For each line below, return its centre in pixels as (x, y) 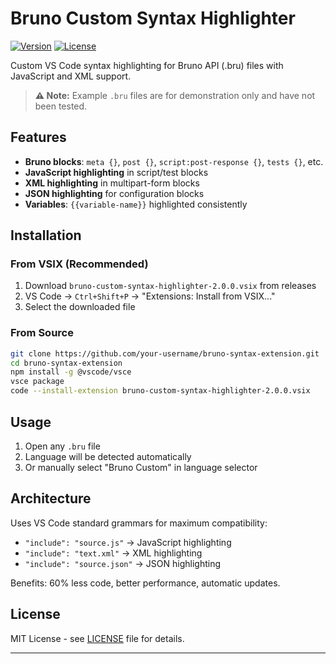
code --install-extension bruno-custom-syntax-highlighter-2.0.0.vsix (160, 391)
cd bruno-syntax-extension (66, 363)
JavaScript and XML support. (71, 76)
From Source (42, 333)
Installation (46, 235)
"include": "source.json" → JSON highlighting (123, 563)
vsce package (37, 382)
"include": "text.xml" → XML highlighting (113, 553)
